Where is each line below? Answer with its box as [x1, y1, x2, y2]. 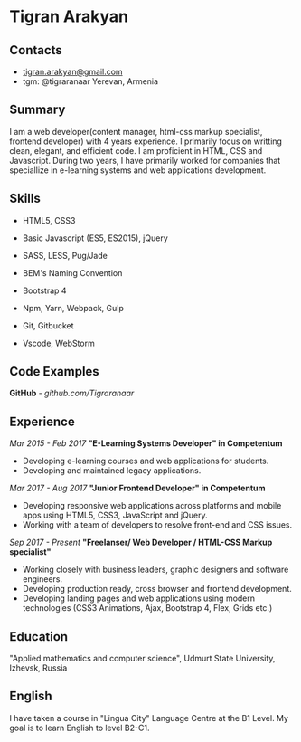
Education [9, 629, 69, 644]
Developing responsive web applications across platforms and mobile [22, 500, 282, 511]
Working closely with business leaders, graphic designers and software [22, 564, 289, 576]
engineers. [22, 574, 63, 585]
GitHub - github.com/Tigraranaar [9, 387, 135, 399]
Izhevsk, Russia [9, 662, 68, 673]
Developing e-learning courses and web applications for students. [22, 455, 269, 467]
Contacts [9, 43, 63, 58]
